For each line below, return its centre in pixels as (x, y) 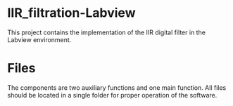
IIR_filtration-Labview (71, 13)
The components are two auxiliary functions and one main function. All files (117, 87)
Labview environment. (39, 39)
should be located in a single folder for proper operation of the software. (112, 95)
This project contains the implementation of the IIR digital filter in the (107, 32)
